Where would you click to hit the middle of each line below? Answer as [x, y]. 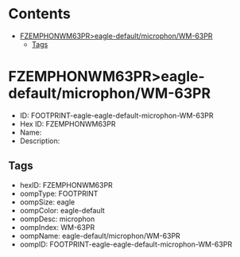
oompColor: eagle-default [62, 210]
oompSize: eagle [47, 202]
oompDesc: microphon [57, 219]
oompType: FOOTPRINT [59, 193]
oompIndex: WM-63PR [57, 227]
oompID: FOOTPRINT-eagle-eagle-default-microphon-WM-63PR [126, 244]
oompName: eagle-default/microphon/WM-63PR [100, 236]
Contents [40, 14]
